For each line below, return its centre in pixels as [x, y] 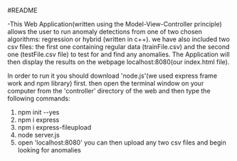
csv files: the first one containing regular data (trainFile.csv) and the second [118, 47]
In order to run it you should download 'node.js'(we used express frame [112, 76]
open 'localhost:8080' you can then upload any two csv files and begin [122, 142]
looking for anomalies [49, 150]
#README [22, 10]
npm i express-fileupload [54, 127]
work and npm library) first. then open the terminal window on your [106, 83]
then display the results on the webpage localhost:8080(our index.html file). [118, 62]
